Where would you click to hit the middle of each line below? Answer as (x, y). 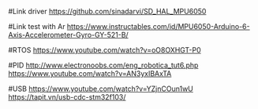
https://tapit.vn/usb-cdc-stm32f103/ (67, 97)
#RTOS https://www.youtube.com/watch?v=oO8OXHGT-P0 (105, 50)
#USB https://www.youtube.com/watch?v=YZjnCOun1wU (101, 89)
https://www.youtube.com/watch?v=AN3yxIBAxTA (90, 73)
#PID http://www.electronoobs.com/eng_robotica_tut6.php (103, 65)
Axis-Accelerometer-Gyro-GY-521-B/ (68, 35)
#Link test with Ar (37, 26)
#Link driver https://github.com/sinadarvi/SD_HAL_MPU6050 (107, 11)
